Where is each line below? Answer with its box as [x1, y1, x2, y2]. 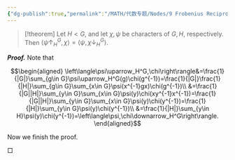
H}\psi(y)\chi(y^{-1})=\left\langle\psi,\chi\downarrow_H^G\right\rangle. [16, 112, 219, 120]
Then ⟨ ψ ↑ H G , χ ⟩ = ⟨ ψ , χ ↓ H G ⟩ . [24, 36, 108, 48]
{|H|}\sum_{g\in [17, 82, 63, 91]
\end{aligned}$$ [93, 119, 142, 128]
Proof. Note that [7, 53, 54, 62]
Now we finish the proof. [7, 133, 78, 141]
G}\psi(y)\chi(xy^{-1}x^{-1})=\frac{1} [113, 89, 217, 98]
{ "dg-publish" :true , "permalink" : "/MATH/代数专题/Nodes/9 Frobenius [7, 10, 204, 18]
